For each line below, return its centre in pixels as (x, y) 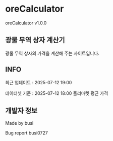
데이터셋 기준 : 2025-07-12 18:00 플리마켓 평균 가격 (57, 93)
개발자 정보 (21, 110)
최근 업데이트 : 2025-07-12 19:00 (39, 82)
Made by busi (19, 123)
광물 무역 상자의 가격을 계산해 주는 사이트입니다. (52, 53)
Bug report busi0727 (26, 133)
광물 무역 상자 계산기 (35, 40)
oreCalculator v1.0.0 (26, 23)
